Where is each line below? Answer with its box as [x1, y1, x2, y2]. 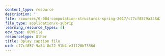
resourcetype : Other [5, 35, 48, 39]
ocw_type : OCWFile [5, 30, 43, 35]
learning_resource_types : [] [5, 25, 65, 30]
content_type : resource [5, 7, 54, 12]
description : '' [5, 12, 38, 17]
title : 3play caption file [5, 39, 60, 44]
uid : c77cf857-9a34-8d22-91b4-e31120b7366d [5, 43, 96, 48]
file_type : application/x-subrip [5, 20, 74, 26]
